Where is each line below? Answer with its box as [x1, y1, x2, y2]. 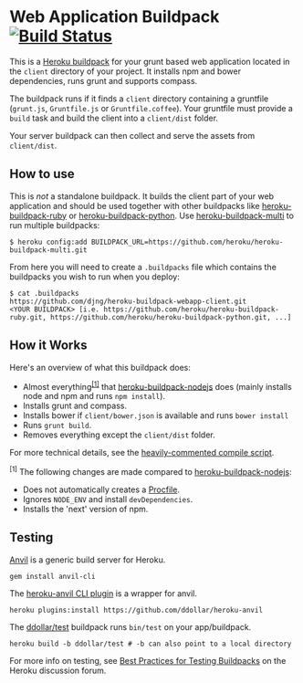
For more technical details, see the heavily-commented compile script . [9, 447, 275, 458]
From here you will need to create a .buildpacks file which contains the [9, 261, 277, 272]
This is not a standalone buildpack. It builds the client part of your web [9, 190, 275, 202]
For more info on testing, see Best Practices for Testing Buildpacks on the [9, 655, 287, 666]
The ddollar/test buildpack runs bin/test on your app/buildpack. [9, 621, 252, 632]
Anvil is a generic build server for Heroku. [9, 554, 166, 565]
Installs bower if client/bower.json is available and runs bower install [22, 410, 289, 421]
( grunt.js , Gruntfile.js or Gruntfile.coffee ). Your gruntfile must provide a [9, 102, 294, 113]
